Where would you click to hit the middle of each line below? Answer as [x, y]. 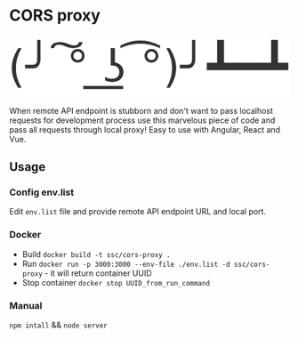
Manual [26, 305]
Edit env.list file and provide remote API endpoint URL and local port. [138, 212]
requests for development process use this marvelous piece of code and [142, 120]
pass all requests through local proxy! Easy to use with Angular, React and [145, 129]
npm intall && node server [59, 325]
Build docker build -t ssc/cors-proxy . [96, 254]
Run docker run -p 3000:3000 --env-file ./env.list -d [126, 263]
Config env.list [41, 192]
